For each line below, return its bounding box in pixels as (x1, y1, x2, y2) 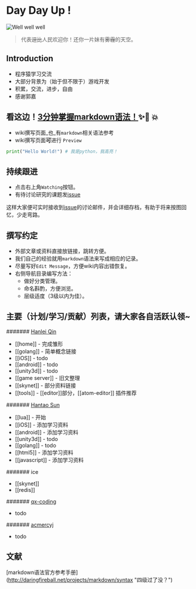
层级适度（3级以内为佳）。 (23, 292, 88, 300)
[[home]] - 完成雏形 (14, 340, 63, 348)
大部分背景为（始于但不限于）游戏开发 (14, 77, 109, 84)
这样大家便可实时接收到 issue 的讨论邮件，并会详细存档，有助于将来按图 (6, 204, 182, 211)
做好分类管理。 (23, 277, 61, 285)
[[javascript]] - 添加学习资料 (14, 456, 84, 463)
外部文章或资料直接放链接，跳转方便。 (14, 247, 109, 255)
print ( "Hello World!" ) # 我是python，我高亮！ (6, 148, 118, 155)
